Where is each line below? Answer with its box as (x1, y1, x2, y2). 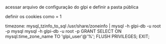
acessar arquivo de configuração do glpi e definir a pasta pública (5, 4, 139, 10)
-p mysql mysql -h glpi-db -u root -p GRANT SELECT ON (5, 28, 122, 34)
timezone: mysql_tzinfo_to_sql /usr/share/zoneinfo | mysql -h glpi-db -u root (5, 23, 161, 29)
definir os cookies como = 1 (5, 14, 62, 19)
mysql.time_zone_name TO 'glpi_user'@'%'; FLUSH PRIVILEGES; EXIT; (5, 34, 150, 39)
